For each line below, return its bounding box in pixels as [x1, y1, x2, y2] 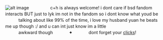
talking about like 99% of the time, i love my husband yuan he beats [18, 17, 158, 23]
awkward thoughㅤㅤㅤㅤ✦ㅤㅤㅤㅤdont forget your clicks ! [18, 30, 137, 35]
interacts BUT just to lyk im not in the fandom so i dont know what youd [5, 11, 152, 17]
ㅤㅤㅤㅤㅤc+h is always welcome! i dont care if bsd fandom [30, 5, 153, 10]
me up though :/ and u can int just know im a [5, 23, 97, 29]
